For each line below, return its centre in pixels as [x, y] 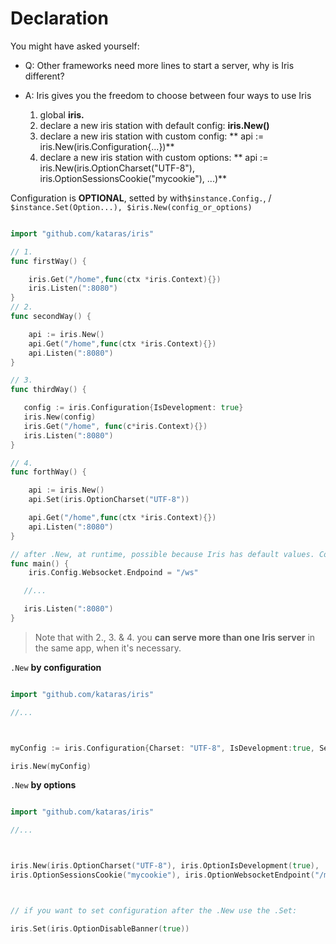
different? [44, 76]
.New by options [43, 785]
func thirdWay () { [48, 390]
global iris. [62, 114]
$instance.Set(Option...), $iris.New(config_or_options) [131, 207]
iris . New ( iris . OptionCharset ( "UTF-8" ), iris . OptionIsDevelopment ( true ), [165, 866]
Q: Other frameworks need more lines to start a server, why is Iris [159, 65]
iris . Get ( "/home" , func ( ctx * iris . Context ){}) [125, 279]
